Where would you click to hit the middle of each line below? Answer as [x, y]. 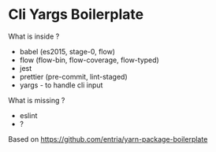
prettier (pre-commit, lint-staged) [73, 76]
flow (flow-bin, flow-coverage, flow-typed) [89, 60]
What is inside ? [34, 36]
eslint [28, 115]
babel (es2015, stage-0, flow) [67, 51]
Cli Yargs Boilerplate [76, 15]
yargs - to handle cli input [61, 85]
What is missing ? [37, 100]
